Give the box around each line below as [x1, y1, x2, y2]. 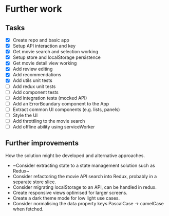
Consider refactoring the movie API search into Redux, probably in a [12, 173, 157, 179]
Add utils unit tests [12, 77, 52, 83]
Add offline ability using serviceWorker [12, 123, 95, 129]
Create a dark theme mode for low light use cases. [12, 195, 120, 201]
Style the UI [12, 112, 38, 118]
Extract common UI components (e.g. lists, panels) [12, 106, 120, 113]
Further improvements [5, 139, 79, 147]
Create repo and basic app [12, 37, 69, 43]
